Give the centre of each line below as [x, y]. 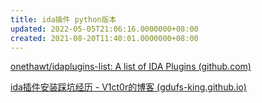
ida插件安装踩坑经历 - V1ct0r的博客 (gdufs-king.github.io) [128, 87]
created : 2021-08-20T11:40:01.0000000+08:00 [104, 38]
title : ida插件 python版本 [63, 19]
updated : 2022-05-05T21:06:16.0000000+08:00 [104, 29]
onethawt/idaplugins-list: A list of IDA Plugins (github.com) [131, 67]
